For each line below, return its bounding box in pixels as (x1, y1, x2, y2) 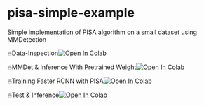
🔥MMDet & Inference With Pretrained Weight (7, 63, 137, 71)
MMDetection (7, 35, 47, 43)
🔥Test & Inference (7, 91, 60, 99)
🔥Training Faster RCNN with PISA (7, 77, 104, 85)
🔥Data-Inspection (7, 49, 58, 57)
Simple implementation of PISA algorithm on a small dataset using (7, 28, 198, 36)
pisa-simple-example (7, 5, 135, 21)
